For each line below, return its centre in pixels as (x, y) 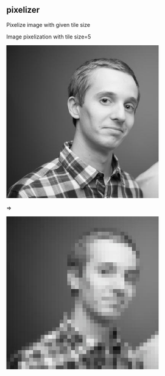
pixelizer (23, 10)
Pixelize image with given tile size (48, 24)
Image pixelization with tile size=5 (49, 37)
